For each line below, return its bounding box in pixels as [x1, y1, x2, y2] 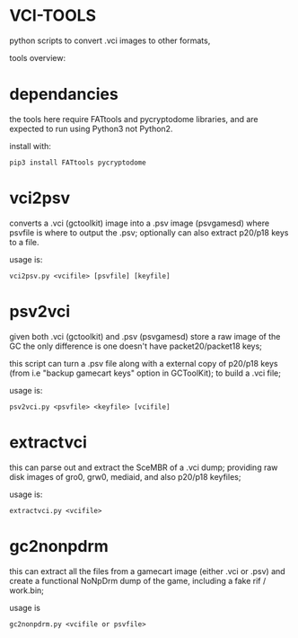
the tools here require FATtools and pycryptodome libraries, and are [9, 113, 259, 124]
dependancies [9, 84, 118, 104]
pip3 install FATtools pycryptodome [9, 158, 146, 167]
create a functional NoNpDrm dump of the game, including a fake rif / [9, 575, 267, 586]
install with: [9, 140, 52, 151]
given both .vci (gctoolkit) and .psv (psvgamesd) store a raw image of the [9, 331, 281, 341]
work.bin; [9, 585, 45, 596]
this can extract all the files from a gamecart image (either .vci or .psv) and [9, 565, 285, 576]
